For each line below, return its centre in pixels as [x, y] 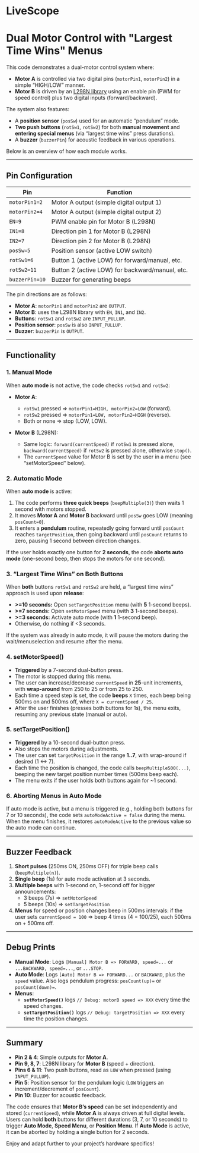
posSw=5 [20, 250]
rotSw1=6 [21, 260]
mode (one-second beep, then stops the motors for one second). [86, 558]
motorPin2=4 [26, 212]
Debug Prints [31, 948]
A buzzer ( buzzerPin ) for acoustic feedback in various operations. [95, 140]
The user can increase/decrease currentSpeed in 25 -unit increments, [99, 683]
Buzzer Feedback [39, 852]
